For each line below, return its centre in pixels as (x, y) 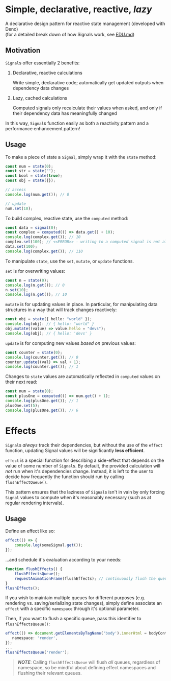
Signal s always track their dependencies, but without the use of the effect (84, 445)
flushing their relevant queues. (50, 673)
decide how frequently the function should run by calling (65, 477)
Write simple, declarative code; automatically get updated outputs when (88, 82)
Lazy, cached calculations (40, 98)
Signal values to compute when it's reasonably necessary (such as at (78, 497)
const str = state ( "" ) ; (31, 171)
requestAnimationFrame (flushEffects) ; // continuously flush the (85, 578)
